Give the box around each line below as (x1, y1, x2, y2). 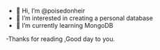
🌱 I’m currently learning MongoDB (15, 22, 113, 29)
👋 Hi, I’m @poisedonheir (15, 7, 86, 15)
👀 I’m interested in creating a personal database (15, 14, 153, 22)
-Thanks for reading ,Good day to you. (6, 35, 115, 43)
